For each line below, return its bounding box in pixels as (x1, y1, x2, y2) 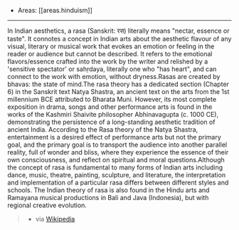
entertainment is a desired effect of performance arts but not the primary (7, 133, 222, 141)
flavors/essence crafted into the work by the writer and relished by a (7, 57, 208, 66)
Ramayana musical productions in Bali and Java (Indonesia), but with (7, 194, 209, 202)
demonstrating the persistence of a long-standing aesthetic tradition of (7, 117, 216, 126)
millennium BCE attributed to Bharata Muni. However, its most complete (7, 95, 217, 103)
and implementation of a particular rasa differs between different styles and (7, 178, 229, 187)
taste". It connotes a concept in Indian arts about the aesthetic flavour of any (7, 35, 232, 43)
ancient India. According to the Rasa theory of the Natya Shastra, (7, 125, 198, 134)
